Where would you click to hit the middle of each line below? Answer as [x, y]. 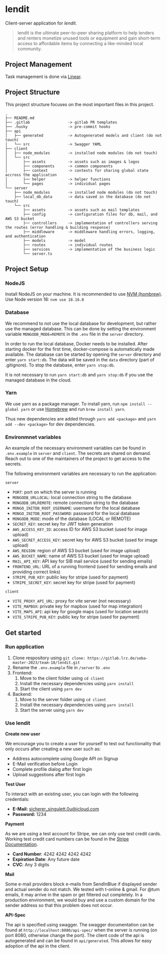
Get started [23, 632]
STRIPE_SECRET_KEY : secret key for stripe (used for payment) [74, 583]
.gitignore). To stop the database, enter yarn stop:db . [60, 365]
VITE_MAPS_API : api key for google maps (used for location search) [80, 612]
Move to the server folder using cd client [63, 699]
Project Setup [27, 269]
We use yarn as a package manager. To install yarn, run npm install [75, 403]
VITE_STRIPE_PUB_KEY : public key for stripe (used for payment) [76, 617]
